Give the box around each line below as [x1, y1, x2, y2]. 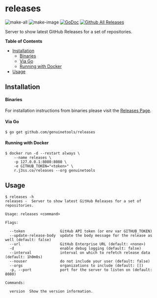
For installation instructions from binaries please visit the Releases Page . [5, 108, 152, 113]
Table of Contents [5, 38, 43, 44]
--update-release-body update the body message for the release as [9, 233, 153, 238]
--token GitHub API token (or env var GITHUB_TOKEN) [9, 229, 153, 234]
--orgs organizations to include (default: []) [9, 263, 144, 268]
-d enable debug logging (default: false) [9, 246, 141, 251]
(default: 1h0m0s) [5, 254, 43, 259]
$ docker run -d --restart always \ [5, 151, 80, 156]
